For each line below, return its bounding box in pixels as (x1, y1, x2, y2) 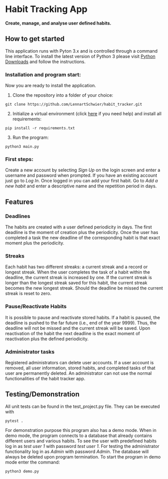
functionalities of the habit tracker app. (5, 375, 86, 381)
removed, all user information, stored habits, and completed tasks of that (5, 365, 155, 371)
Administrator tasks (5, 348, 55, 355)
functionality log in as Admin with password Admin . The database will (5, 448, 149, 454)
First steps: (5, 155, 34, 162)
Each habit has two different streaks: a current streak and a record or (5, 264, 148, 270)
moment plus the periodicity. (5, 240, 64, 246)
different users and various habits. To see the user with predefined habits (5, 437, 157, 444)
